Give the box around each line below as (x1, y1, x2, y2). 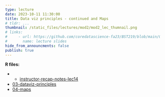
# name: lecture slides (5, 39, 67, 44)
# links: (5, 30, 23, 35)
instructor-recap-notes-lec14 (19, 76, 79, 82)
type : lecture (5, 7, 34, 12)
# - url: (5, 35, 32, 39)
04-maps (12, 86, 31, 92)
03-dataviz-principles (12, 81, 56, 87)
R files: (5, 61, 20, 67)
